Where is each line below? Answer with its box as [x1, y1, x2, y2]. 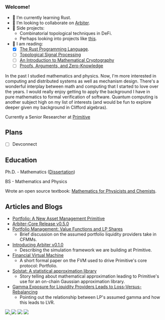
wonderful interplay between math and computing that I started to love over [5, 83, 159, 89]
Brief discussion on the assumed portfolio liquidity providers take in [19, 231, 157, 238]
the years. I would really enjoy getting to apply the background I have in [5, 88, 150, 94]
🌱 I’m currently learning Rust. [12, 15, 71, 21]
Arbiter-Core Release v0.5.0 [12, 221, 69, 227]
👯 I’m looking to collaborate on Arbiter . [12, 20, 90, 26]
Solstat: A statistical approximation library [12, 268, 97, 274]
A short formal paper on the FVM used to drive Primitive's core [19, 258, 147, 264]
